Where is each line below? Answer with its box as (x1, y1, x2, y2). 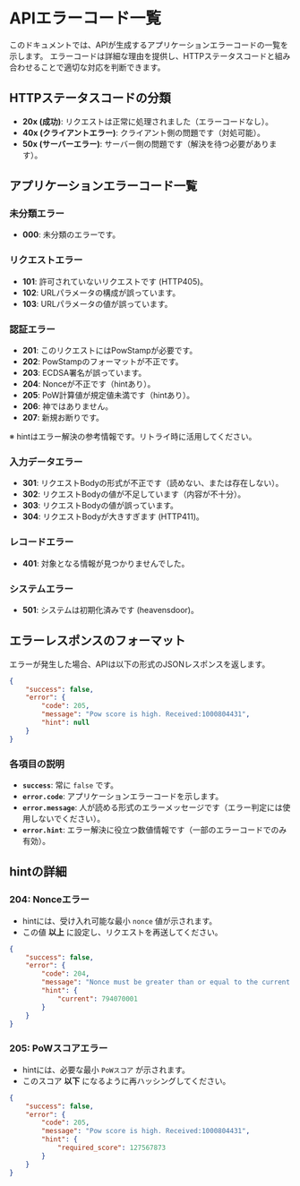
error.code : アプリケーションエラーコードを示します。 (21, 791, 224, 802)
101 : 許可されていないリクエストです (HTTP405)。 (21, 276, 209, 286)
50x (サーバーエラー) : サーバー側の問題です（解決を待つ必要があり (21, 138, 270, 149)
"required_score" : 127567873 (56, 1143, 167, 1153)
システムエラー (9, 583, 74, 595)
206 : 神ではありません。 (21, 401, 114, 412)
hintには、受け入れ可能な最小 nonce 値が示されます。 (21, 915, 218, 926)
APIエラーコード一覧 (9, 8, 161, 29)
